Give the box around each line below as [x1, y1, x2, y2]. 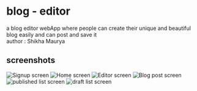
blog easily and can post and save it [6, 31, 97, 38]
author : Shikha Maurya [6, 37, 65, 45]
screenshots [6, 55, 56, 65]
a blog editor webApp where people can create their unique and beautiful [6, 24, 191, 32]
